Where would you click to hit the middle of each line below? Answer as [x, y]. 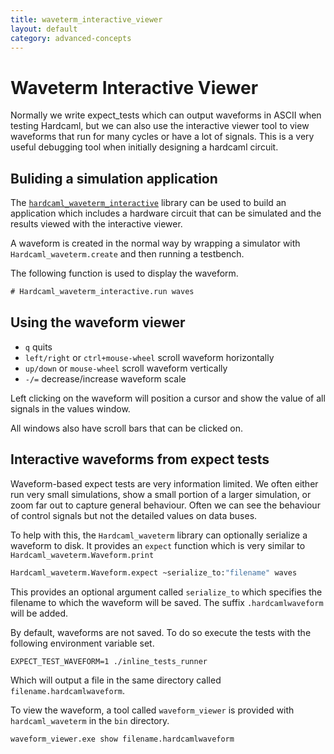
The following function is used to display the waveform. [124, 273]
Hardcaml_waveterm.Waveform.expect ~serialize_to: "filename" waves [154, 572]
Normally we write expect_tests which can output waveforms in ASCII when [166, 115]
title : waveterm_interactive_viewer [86, 19]
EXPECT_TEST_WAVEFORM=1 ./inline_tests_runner [109, 661]
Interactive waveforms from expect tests [140, 459]
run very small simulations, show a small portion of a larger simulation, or [161, 494]
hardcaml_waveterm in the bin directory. [90, 720]
